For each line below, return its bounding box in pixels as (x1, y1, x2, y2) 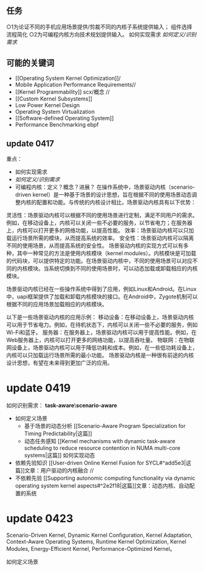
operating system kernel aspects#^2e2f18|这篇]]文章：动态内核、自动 (15, 482, 189, 489)
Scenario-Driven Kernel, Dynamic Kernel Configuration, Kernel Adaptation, (6, 531, 193, 539)
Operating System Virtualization (15, 108, 95, 115)
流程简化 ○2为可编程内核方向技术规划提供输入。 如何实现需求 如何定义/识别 (6, 30, 197, 38)
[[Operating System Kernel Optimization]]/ (15, 74, 121, 82)
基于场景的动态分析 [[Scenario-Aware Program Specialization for (24, 422, 186, 430)
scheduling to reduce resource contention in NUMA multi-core (24, 444, 181, 452)
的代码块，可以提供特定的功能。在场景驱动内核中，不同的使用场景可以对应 (6, 257, 192, 265)
